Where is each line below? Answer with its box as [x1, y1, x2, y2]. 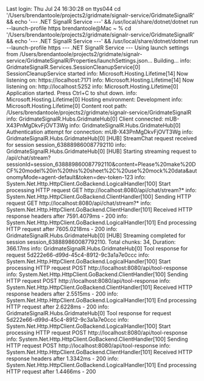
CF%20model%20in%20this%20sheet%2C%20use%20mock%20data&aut [6, 167, 197, 174]
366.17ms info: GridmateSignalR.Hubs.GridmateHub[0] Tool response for [6, 245, 188, 252]
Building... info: [153, 57, 192, 64]
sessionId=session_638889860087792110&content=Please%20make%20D [6, 161, 196, 168]
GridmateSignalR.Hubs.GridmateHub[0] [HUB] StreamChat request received [6, 135, 197, 142]
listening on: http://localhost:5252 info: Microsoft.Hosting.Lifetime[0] [6, 83, 178, 90]
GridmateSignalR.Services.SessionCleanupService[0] [6, 63, 141, 71]
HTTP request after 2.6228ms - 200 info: [6, 303, 110, 310]
